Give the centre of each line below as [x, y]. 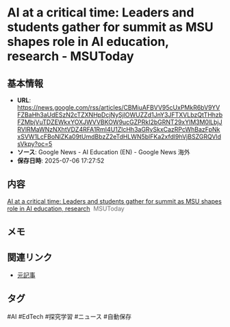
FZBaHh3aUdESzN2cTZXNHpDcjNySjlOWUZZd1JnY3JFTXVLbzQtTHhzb [120, 115]
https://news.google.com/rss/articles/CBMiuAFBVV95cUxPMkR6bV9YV [118, 107]
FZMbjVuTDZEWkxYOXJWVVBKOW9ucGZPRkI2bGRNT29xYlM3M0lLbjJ [119, 122]
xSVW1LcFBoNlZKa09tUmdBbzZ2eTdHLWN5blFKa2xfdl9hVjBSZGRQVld [119, 136]
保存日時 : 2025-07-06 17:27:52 [61, 160]
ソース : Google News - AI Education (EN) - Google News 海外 [103, 152]
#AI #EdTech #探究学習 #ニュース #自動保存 [69, 316]
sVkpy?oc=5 [35, 144]
